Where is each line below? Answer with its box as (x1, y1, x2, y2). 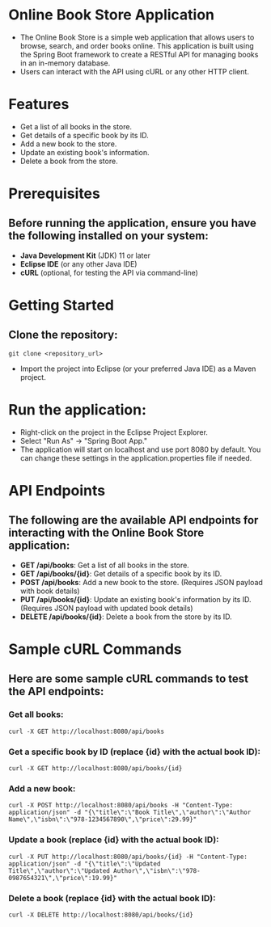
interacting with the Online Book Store (8, 526, 205, 540)
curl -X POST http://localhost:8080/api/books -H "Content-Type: (8, 802, 233, 810)
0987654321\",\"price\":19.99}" (8, 874, 117, 882)
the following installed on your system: (8, 229, 209, 243)
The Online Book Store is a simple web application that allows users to (19, 32, 255, 42)
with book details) (19, 586, 80, 596)
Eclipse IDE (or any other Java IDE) (19, 259, 138, 268)
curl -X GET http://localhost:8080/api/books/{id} (8, 764, 183, 773)
